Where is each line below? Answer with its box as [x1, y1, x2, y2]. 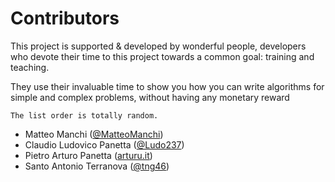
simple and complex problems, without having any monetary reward [10, 91, 290, 103]
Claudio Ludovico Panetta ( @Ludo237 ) [24, 138, 185, 151]
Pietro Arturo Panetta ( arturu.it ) [24, 149, 153, 161]
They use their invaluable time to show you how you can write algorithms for [10, 80, 325, 92]
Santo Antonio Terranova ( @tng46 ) [24, 160, 170, 172]
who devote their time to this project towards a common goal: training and [10, 50, 315, 62]
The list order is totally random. [10, 110, 159, 121]
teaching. [10, 61, 50, 73]
